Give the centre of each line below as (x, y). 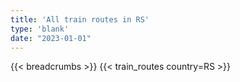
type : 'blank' (40, 29)
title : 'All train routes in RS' (80, 19)
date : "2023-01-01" (51, 38)
